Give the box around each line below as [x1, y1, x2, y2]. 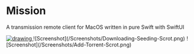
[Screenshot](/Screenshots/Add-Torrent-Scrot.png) [6, 41, 132, 48]
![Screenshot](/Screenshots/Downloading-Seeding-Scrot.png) [33, 35, 185, 42]
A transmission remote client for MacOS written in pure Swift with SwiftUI [6, 23, 185, 31]
